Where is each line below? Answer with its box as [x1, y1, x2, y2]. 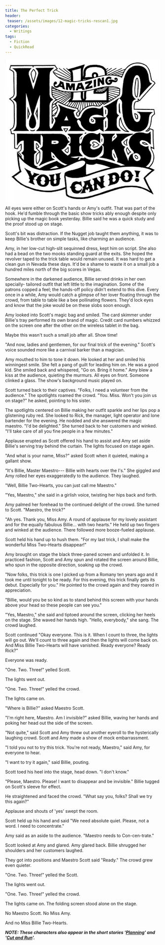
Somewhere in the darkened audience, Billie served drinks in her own [5, 276, 146, 282]
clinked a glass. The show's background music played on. [5, 377, 123, 383]
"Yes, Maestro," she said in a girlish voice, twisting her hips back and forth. [5, 492, 157, 497]
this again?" [5, 798, 30, 804]
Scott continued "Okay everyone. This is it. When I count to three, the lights [5, 632, 158, 638]
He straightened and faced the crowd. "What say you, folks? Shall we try [5, 793, 153, 799]
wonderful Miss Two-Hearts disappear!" [5, 542, 87, 547]
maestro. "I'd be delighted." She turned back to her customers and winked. [5, 423, 157, 429]
